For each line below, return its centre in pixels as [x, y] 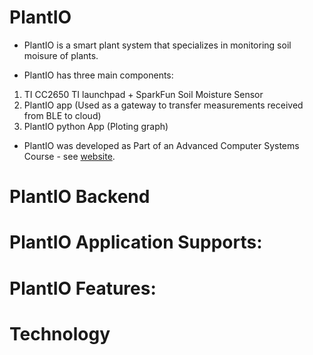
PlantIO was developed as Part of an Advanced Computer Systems [161, 145]
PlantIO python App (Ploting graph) [96, 126]
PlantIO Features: [83, 288]
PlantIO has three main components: [98, 75]
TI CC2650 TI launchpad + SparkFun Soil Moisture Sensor [143, 94]
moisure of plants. [61, 55]
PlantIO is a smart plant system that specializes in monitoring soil [157, 45]
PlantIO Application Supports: [136, 242]
